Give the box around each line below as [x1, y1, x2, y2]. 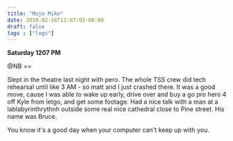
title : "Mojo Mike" [7, 10, 64, 17]
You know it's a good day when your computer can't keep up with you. [7, 126, 210, 134]
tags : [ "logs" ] [7, 29, 54, 37]
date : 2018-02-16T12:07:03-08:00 [7, 17, 104, 24]
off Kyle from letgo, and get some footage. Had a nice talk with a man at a [7, 98, 218, 106]
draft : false [7, 23, 45, 30]
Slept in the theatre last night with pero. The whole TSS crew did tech [7, 76, 207, 84]
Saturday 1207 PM [7, 49, 61, 57]
